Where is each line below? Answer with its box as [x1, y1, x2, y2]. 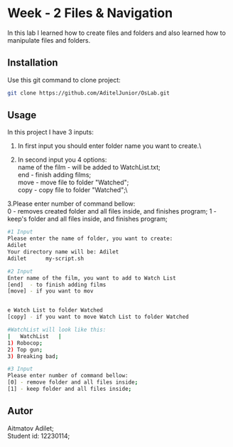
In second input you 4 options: [17, 155, 107, 164]
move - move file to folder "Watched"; [17, 178, 129, 186]
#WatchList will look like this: [7, 326, 107, 334]
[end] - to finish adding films [7, 281, 107, 288]
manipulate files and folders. [7, 36, 91, 44]
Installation [7, 57, 58, 69]
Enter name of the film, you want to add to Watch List [7, 274, 176, 282]
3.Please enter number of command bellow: [7, 199, 136, 208]
